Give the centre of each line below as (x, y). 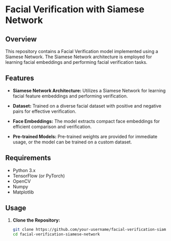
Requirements (28, 158)
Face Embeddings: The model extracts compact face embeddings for (86, 121)
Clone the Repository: (36, 220)
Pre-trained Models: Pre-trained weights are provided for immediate (85, 136)
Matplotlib (23, 192)
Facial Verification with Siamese (75, 9)
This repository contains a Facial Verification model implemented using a (82, 51)
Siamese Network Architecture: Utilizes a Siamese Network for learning (89, 90)
